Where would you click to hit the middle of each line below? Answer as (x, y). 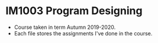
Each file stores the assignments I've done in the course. (83, 33)
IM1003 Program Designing (74, 11)
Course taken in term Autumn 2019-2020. (65, 27)
